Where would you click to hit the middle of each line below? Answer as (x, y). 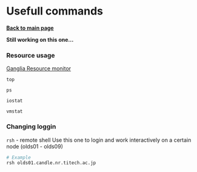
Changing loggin (31, 127)
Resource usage (31, 55)
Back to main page (30, 28)
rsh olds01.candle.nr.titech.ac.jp (51, 163)
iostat (15, 101)
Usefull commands (55, 11)
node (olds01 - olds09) (35, 146)
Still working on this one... (40, 39)
